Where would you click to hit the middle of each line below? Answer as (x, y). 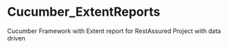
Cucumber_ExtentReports (84, 12)
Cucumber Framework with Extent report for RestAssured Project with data (114, 31)
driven (16, 38)
